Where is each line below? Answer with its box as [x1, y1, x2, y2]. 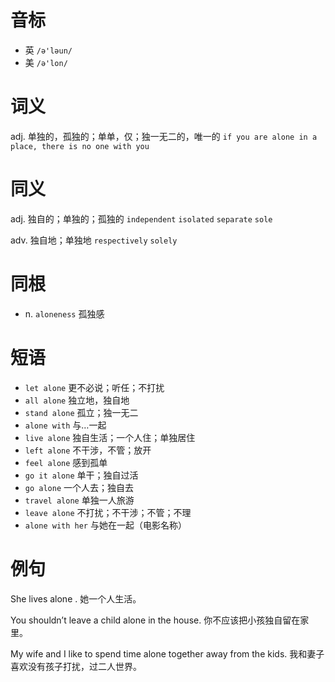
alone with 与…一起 [24, 419, 107, 431]
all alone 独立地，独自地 [24, 394, 130, 406]
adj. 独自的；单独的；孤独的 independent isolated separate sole [10, 212, 273, 225]
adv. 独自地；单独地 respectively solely [10, 234, 178, 246]
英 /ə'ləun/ [24, 44, 73, 56]
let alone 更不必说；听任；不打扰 [24, 381, 165, 393]
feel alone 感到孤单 [24, 456, 108, 468]
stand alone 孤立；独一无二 [24, 406, 139, 418]
